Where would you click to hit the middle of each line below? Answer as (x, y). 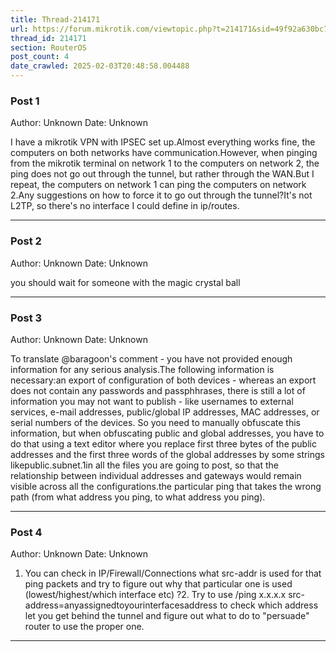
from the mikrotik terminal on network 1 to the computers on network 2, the (165, 163)
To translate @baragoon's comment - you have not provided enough (151, 358)
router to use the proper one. (84, 627)
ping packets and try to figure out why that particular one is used (158, 584)
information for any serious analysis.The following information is (142, 369)
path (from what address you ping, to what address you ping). (138, 497)
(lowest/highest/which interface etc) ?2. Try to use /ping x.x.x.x (155, 595)
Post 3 (26, 318)
